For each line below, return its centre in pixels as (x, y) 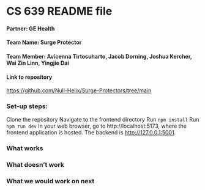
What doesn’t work (35, 165)
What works (25, 148)
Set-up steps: (27, 106)
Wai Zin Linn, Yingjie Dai (38, 63)
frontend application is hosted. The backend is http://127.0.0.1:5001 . (91, 133)
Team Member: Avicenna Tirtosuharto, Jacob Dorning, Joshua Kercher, (99, 56)
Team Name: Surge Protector (44, 42)
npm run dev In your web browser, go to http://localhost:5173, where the (96, 126)
